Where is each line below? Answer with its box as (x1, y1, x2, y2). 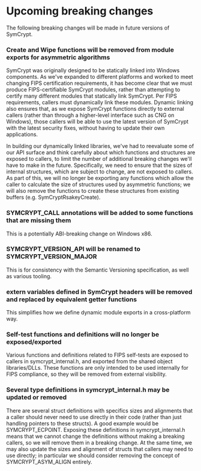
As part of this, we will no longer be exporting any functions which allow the (6, 175, 194, 182)
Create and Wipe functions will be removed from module (6, 45, 174, 54)
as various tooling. (6, 272, 52, 279)
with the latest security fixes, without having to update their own (6, 125, 165, 132)
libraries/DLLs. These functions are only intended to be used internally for (6, 364, 189, 372)
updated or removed (6, 393, 67, 402)
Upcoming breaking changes (6, 4, 154, 18)
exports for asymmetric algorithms (6, 53, 110, 61)
